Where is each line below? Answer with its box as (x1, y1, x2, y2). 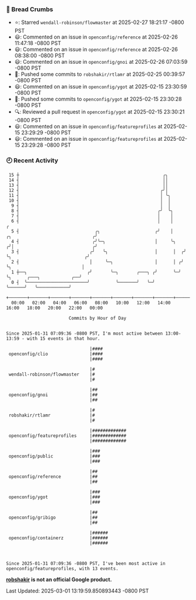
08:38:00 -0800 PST (14, 52, 65, 59)
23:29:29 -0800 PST (21, 129, 71, 136)
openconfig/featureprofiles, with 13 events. (6, 566, 118, 571)
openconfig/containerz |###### (8, 535, 108, 541)
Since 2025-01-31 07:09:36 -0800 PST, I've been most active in (6, 560, 166, 566)
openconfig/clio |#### (8, 351, 103, 357)
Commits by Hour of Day (68, 315, 127, 321)
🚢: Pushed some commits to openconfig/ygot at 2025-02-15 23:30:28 (14, 96, 182, 103)
